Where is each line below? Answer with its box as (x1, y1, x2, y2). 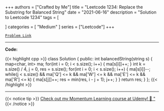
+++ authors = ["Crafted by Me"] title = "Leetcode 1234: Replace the (5, 4, 143, 10)
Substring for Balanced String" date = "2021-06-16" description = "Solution (5, 9, 157, 15)
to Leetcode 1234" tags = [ (5, 15, 59, 20)
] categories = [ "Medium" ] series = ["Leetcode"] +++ (5, 24, 115, 30)
